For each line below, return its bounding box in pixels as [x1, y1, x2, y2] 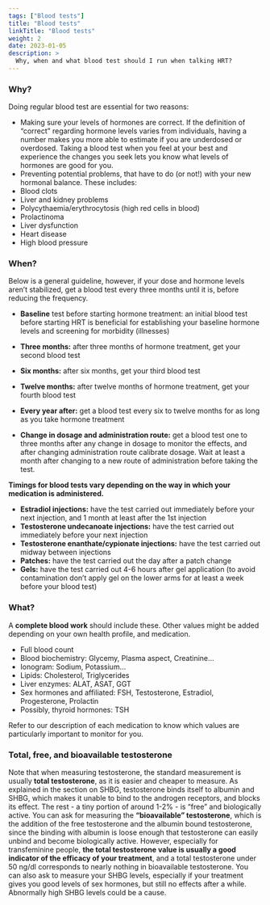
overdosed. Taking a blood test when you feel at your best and [19, 143, 228, 154]
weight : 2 [8, 34, 42, 43]
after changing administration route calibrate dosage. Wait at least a [19, 448, 246, 457]
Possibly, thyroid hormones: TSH [19, 705, 130, 714]
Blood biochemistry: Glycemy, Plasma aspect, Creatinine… [19, 653, 215, 663]
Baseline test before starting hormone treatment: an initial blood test [19, 309, 248, 319]
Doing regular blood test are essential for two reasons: [8, 102, 189, 112]
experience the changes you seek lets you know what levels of [19, 152, 229, 162]
